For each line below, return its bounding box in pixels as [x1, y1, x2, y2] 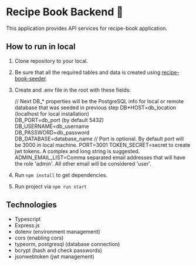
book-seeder [14, 75, 46, 82]
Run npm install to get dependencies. [14, 171, 107, 179]
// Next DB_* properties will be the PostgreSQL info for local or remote [14, 97, 184, 105]
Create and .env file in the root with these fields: [14, 86, 131, 93]
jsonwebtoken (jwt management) [14, 252, 95, 260]
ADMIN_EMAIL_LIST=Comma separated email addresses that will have [14, 154, 186, 161]
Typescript [14, 216, 41, 223]
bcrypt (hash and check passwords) [14, 247, 103, 254]
